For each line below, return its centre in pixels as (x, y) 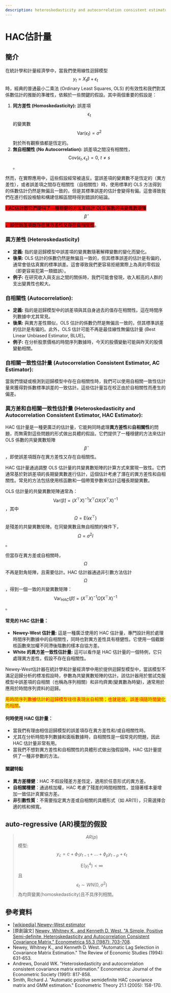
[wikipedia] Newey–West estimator (49, 925)
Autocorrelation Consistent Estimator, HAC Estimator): (74, 415)
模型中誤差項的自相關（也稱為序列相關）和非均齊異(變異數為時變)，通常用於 (85, 682)
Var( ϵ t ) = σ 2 (89, 133)
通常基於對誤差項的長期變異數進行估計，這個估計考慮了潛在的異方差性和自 (83, 474)
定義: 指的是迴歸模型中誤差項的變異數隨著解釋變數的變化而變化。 (81, 252)
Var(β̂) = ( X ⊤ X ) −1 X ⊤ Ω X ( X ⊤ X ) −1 (85, 500)
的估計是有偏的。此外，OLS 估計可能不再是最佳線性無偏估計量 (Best (84, 329)
